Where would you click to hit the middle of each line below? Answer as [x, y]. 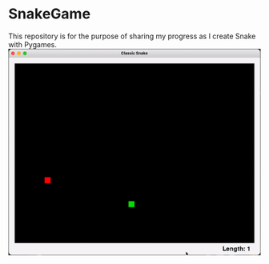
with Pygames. [33, 44]
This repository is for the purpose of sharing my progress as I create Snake [132, 36]
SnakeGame [49, 14]
